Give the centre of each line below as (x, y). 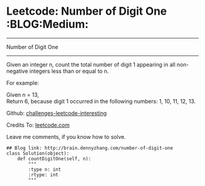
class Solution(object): (38, 153)
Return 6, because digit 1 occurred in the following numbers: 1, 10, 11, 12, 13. (101, 101)
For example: (23, 83)
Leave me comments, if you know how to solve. (66, 136)
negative (17, 71)
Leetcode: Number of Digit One (87, 11)
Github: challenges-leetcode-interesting (56, 113)
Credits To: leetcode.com (38, 125)
